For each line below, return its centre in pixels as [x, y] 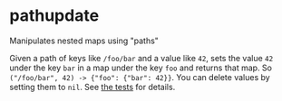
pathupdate [54, 16]
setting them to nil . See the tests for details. [92, 87]
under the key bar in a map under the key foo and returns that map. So [141, 68]
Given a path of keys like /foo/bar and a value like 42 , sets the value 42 [141, 58]
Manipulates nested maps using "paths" [84, 41]
